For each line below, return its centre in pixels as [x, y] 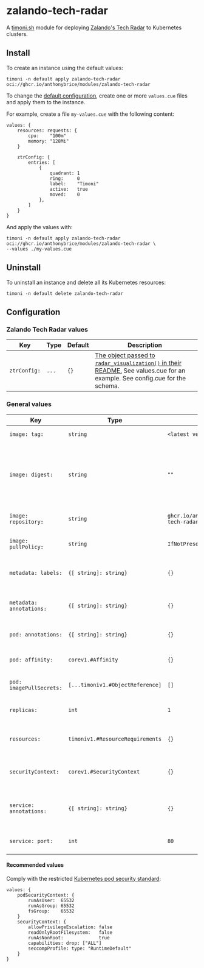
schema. [107, 386]
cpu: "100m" [47, 136]
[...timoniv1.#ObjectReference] [115, 685]
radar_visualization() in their [138, 363]
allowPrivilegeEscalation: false [70, 927]
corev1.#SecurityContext [104, 771]
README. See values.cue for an [140, 371]
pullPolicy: [27, 547]
